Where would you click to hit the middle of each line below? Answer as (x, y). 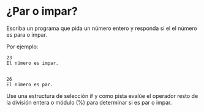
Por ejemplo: (22, 47)
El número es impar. (33, 63)
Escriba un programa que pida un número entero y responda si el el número (102, 28)
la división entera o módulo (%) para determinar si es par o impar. (89, 102)
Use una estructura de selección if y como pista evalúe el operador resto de (102, 95)
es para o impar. (27, 34)
